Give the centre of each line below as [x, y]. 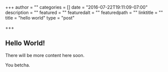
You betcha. [18, 65]
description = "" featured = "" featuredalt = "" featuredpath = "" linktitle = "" [84, 12]
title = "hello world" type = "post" [40, 18]
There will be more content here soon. [45, 55]
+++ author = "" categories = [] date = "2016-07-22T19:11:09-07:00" [76, 7]
